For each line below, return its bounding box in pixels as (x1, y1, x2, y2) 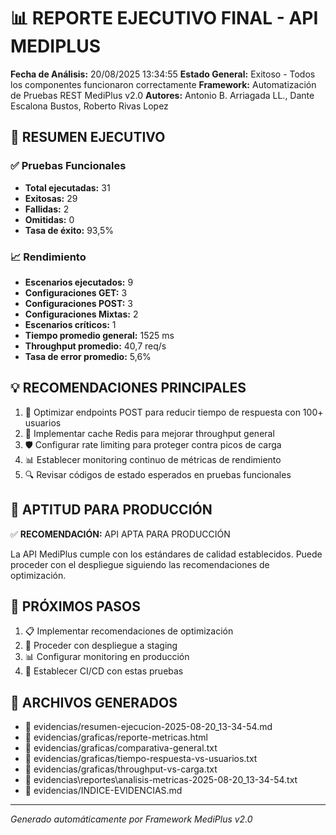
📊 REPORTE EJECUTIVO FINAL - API (10, 7, 319, 30)
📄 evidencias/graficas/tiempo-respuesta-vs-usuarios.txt (24, 753, 258, 765)
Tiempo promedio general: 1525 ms (24, 329, 175, 341)
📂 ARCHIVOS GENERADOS (10, 694, 178, 711)
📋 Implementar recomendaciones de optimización (24, 625, 234, 637)
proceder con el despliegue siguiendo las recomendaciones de (10, 558, 270, 570)
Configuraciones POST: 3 (24, 297, 133, 309)
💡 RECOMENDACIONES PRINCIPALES (10, 380, 247, 397)
